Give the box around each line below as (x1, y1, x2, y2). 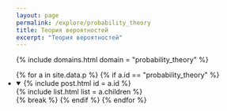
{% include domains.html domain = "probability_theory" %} (16, 55, 209, 65)
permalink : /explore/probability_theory (16, 19, 152, 27)
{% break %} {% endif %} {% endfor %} (15, 95, 148, 105)
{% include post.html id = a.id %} (23, 79, 132, 88)
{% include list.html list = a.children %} (15, 87, 143, 97)
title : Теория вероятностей (16, 26, 109, 34)
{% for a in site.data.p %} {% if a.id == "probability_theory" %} (15, 70, 220, 80)
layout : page (16, 11, 59, 20)
